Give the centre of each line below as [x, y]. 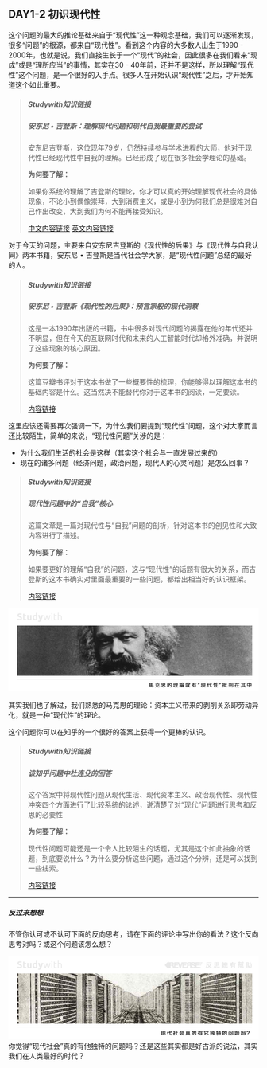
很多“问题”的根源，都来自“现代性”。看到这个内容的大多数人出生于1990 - [126, 45]
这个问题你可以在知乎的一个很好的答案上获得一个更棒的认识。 [109, 732]
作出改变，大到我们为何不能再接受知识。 [101, 211]
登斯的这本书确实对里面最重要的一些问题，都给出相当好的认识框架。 [139, 579]
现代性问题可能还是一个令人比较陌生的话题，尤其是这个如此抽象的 [135, 849]
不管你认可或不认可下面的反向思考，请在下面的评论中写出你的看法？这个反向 [133, 934]
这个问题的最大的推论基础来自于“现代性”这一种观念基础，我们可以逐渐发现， [133, 35]
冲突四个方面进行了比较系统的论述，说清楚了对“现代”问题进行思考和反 [142, 805]
